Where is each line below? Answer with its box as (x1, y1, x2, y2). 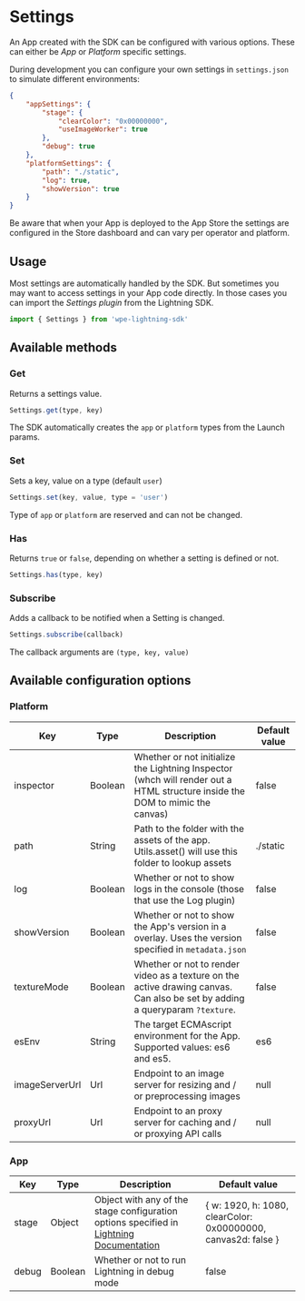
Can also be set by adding (133, 991, 245, 1004)
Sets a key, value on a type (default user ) (9, 475, 163, 486)
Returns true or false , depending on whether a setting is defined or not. (9, 553, 280, 564)
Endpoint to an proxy (133, 1104, 222, 1117)
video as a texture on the (133, 969, 240, 981)
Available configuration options (9, 673, 192, 688)
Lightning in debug (93, 1265, 174, 1277)
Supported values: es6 (133, 1041, 231, 1053)
